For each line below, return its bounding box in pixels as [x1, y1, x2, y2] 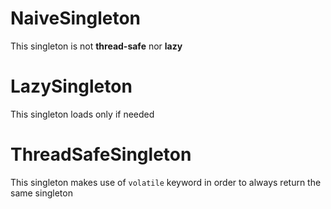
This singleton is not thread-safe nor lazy [10, 40, 183, 52]
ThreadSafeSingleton [10, 143, 192, 166]
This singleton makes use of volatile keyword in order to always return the [10, 176, 322, 188]
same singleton [10, 187, 73, 199]
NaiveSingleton [10, 7, 142, 30]
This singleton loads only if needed [10, 108, 155, 120]
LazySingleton [10, 75, 133, 98]
